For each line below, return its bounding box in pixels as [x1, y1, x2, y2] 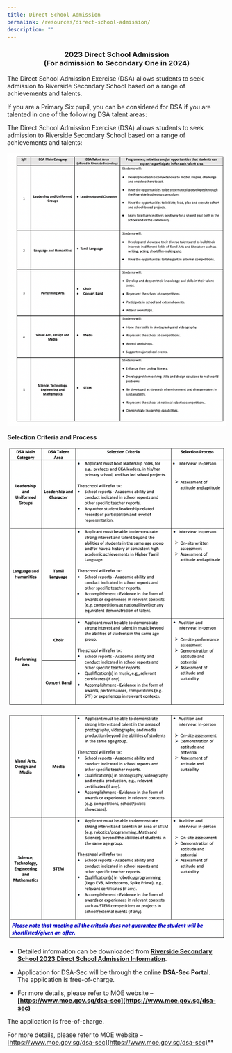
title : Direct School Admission [7, 11, 101, 18]
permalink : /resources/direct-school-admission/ [7, 18, 151, 26]
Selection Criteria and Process [7, 433, 97, 442]
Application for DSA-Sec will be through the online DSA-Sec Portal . [17, 968, 210, 976]
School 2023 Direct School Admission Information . [17, 955, 167, 963]
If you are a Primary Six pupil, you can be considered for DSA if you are [7, 102, 211, 111]
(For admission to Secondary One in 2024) [44, 58, 190, 68]
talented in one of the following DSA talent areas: [7, 110, 148, 118]
